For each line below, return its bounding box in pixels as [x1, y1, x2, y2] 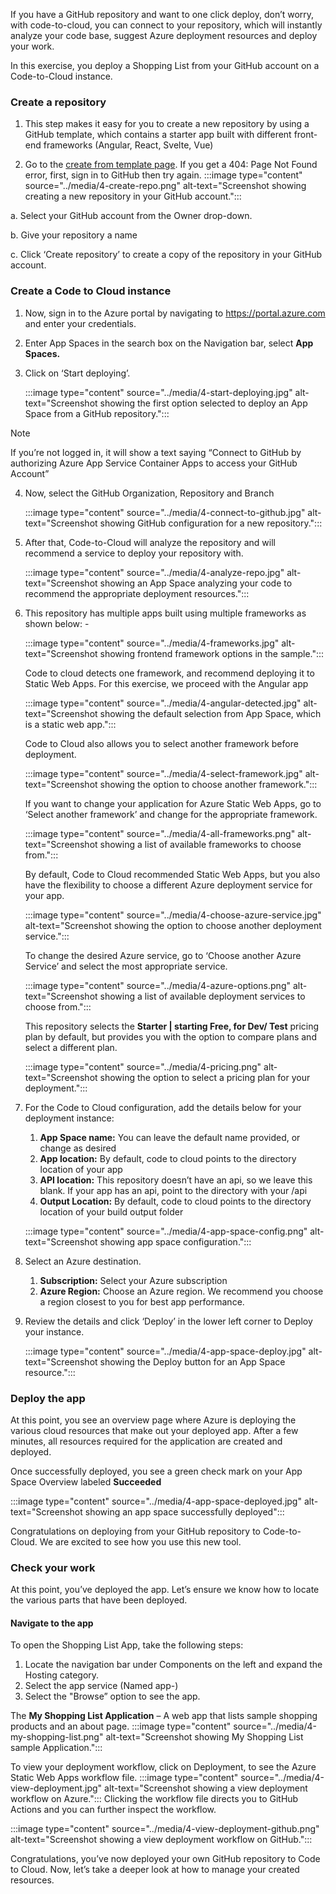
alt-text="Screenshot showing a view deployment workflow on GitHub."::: [10, 1834, 313, 1846]
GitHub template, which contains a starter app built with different [24, 129, 292, 141]
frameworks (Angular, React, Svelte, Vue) [43, 139, 214, 151]
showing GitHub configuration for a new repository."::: [99, 517, 323, 529]
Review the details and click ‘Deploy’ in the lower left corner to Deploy [24, 1315, 313, 1327]
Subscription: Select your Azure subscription [39, 1274, 228, 1286]
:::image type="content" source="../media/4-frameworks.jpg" [24, 637, 280, 649]
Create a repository [10, 95, 107, 109]
